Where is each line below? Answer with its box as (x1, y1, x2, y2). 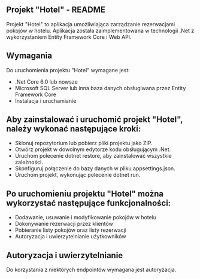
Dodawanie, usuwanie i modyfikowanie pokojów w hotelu (14, 214, 157, 221)
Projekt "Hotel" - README (6, 5, 106, 15)
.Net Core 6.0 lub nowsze (14, 78, 78, 85)
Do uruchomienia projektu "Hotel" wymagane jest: (6, 66, 130, 73)
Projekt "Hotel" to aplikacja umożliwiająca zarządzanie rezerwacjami (6, 20, 175, 27)
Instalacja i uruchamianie (14, 97, 77, 104)
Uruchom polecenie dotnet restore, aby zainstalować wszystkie (14, 152, 172, 160)
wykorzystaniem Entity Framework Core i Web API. (6, 33, 132, 41)
